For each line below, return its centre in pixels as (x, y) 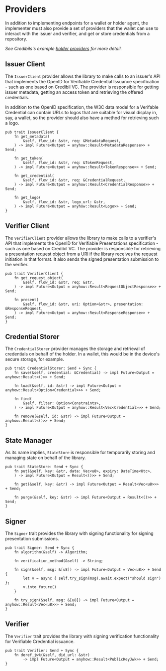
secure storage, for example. (35, 359)
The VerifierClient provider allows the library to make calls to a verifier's (81, 238)
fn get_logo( (28, 197)
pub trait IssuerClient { (32, 132)
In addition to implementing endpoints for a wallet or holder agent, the (77, 23)
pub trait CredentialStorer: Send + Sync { (51, 368)
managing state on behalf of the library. (45, 458)
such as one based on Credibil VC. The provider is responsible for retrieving (83, 248)
